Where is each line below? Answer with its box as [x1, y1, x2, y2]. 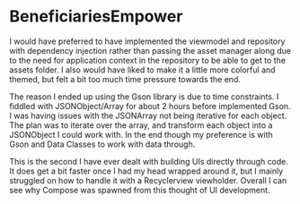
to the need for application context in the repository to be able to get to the [9, 55, 286, 65]
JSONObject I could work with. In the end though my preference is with [9, 129, 273, 140]
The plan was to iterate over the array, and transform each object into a [9, 119, 273, 131]
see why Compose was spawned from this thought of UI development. [9, 184, 271, 195]
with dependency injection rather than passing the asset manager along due [9, 45, 292, 55]
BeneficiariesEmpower [9, 6, 183, 27]
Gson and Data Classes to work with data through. [9, 139, 196, 149]
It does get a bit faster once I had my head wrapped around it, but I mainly [9, 166, 284, 176]
